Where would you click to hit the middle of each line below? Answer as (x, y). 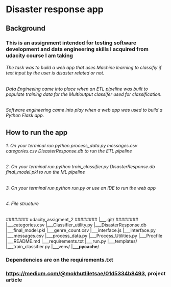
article (14, 280)
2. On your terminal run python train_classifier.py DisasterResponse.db (80, 167)
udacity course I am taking (40, 56)
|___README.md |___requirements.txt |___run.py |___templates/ (71, 241)
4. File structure (22, 204)
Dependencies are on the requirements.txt (60, 259)
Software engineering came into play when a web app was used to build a (84, 110)
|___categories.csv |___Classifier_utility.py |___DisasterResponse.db (76, 225)
